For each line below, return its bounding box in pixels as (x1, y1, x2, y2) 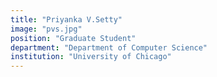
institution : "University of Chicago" (10, 52, 172, 62)
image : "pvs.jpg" (10, 24, 83, 34)
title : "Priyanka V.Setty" (10, 14, 123, 25)
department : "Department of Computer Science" (10, 42, 208, 53)
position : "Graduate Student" (10, 33, 137, 43)
